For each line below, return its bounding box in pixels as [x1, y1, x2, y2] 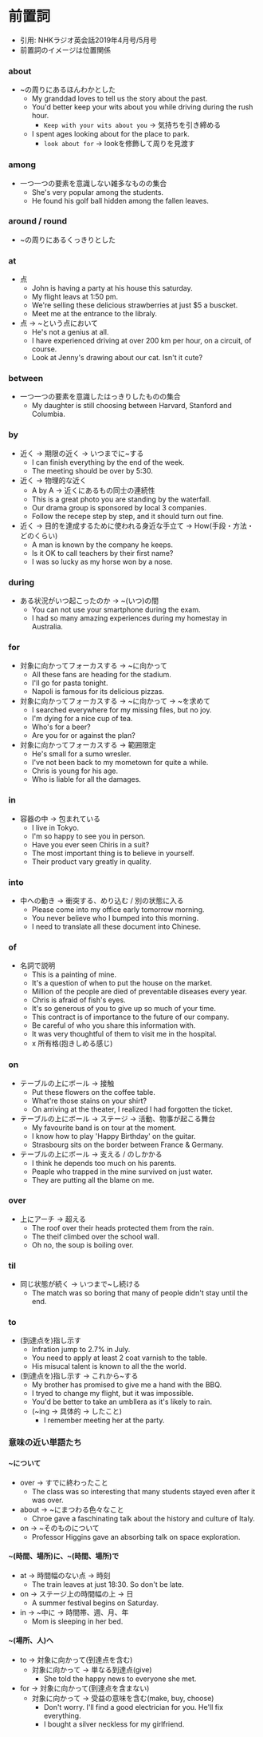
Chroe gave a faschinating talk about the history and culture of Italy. [31, 1513, 255, 1523]
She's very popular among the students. [31, 187, 164, 196]
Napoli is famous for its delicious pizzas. [31, 687, 165, 696]
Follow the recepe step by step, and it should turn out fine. [31, 511, 224, 521]
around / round [8, 216, 68, 227]
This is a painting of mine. [31, 970, 117, 979]
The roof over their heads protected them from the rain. [31, 1223, 214, 1232]
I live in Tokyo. [31, 823, 80, 832]
